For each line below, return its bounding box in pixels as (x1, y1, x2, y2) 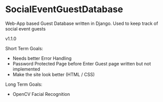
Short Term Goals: (5, 45, 44, 51)
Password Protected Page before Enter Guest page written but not (12, 60, 151, 66)
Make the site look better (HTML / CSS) (12, 71, 95, 77)
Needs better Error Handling (12, 55, 72, 61)
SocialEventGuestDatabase (5, 4, 123, 15)
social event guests (5, 25, 46, 31)
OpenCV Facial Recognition (12, 91, 70, 97)
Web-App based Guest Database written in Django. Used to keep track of (5, 20, 158, 26)
